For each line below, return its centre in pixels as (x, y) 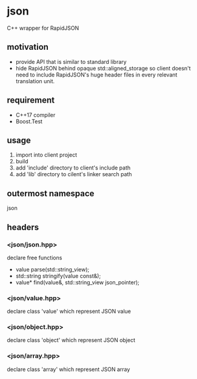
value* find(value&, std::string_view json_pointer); (78, 282)
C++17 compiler (35, 115)
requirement (31, 101)
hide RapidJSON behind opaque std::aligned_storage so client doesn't (103, 68)
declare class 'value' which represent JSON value (69, 312)
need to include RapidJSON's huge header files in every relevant (96, 75)
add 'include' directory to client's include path (73, 168)
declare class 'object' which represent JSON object (71, 340)
